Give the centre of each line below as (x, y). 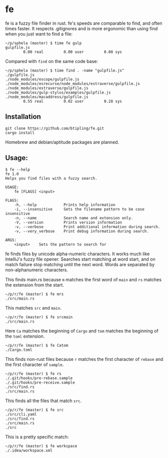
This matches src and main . (33, 308)
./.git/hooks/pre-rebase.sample (39, 378)
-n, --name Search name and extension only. (74, 218)
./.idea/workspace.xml (29, 450)
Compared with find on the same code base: (52, 61)
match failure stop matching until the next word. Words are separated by (80, 264)
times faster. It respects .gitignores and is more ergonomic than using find (81, 28)
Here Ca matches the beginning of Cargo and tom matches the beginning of (82, 331)
